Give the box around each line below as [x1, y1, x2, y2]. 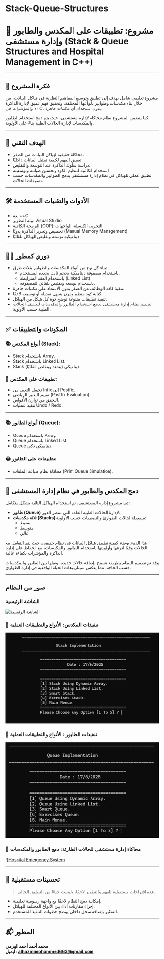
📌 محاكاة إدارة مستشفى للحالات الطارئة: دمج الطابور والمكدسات [5, 846, 141, 852]
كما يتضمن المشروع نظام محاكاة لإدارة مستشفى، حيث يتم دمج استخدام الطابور [5, 114, 149, 120]
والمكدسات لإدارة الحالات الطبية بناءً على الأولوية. [5, 120, 94, 126]
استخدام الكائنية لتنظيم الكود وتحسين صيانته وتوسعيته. [12, 167, 110, 173]
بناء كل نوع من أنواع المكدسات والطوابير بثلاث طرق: [12, 265, 108, 271]
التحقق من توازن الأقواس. [12, 397, 60, 403]
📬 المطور [5, 928, 34, 936]
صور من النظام [5, 584, 46, 592]
